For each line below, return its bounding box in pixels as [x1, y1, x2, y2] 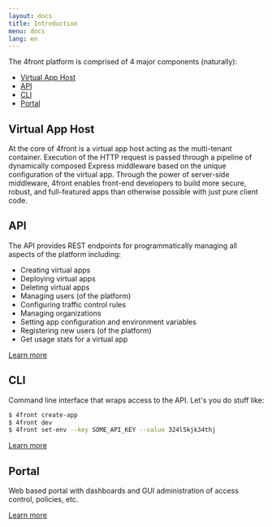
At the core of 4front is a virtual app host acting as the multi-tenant [8, 144, 233, 154]
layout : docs [8, 11, 53, 20]
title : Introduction [8, 20, 79, 28]
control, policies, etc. [8, 494, 79, 504]
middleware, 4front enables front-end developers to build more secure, [8, 178, 247, 188]
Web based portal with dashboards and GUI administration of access [8, 486, 240, 496]
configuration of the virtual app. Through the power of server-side [8, 170, 230, 180]
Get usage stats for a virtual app [19, 334, 128, 344]
